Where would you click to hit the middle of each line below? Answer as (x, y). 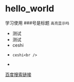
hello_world (30, 9)
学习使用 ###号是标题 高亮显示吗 (37, 23)
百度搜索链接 (18, 74)
